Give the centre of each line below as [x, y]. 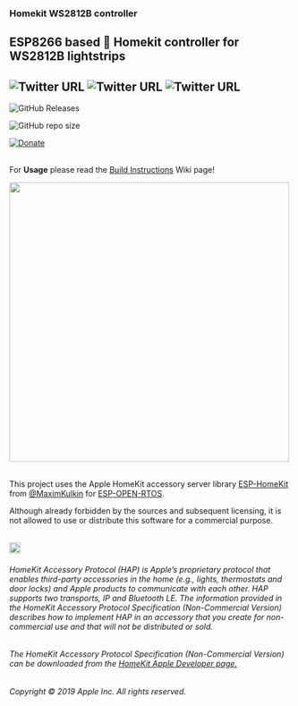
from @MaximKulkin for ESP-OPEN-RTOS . [87, 494]
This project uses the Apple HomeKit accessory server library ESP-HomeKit [149, 484]
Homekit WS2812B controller [73, 13]
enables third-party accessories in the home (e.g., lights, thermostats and [146, 579]
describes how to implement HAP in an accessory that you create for [137, 617]
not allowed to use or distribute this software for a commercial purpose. [141, 521]
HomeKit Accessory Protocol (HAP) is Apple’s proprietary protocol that [140, 569]
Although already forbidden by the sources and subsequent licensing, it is [145, 511]
